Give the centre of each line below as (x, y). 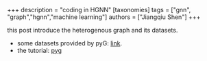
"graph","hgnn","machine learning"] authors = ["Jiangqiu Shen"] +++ (104, 17)
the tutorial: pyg (39, 50)
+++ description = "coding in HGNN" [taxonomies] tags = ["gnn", (99, 10)
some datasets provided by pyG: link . (69, 43)
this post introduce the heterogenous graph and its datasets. (93, 30)
